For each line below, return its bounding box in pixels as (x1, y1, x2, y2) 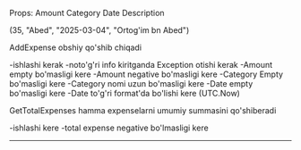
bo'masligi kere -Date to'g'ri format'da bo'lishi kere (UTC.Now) (9, 88, 240, 98)
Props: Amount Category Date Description (9, 8, 165, 18)
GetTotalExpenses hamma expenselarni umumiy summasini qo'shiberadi (9, 105, 277, 115)
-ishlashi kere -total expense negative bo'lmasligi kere (9, 122, 209, 133)
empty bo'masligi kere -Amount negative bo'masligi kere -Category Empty (9, 69, 284, 79)
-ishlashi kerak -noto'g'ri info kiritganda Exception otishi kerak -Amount (9, 60, 273, 70)
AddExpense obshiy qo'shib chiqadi (9, 42, 142, 53)
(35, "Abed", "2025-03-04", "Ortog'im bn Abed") (9, 25, 190, 35)
